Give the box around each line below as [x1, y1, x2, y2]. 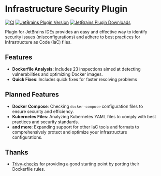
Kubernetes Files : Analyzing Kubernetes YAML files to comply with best [12, 113, 156, 119]
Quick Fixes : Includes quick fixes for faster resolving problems [12, 76, 137, 82]
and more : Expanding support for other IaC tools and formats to [12, 124, 139, 129]
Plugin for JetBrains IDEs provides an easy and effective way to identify [5, 29, 147, 34]
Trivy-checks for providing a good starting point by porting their [12, 161, 140, 167]
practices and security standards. [12, 119, 79, 125]
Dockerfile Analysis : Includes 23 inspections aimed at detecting [12, 66, 141, 72]
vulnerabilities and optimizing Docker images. [12, 71, 103, 77]
